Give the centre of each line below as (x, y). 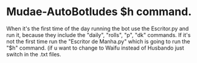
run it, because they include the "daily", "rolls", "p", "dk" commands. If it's (98, 35)
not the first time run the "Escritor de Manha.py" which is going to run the (98, 41)
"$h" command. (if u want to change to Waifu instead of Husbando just (95, 48)
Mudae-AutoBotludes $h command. (99, 12)
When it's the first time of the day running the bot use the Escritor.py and (98, 28)
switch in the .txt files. (34, 54)
